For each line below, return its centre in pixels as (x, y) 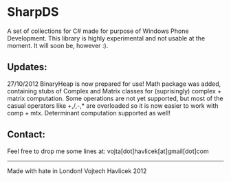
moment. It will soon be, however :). (58, 45)
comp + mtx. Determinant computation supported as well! (89, 113)
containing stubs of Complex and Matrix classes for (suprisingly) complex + (114, 91)
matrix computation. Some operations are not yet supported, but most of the (115, 98)
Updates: (27, 67)
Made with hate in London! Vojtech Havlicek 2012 (77, 171)
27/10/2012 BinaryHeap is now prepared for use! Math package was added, (114, 84)
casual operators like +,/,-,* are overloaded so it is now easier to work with (113, 105)
